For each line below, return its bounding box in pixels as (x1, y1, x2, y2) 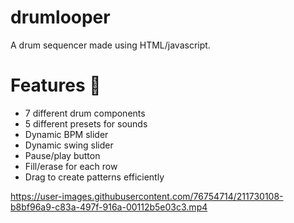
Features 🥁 (10, 74, 102, 97)
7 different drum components (24, 107, 146, 119)
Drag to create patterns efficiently (24, 171, 165, 183)
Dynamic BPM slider (24, 128, 109, 140)
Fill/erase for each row (24, 160, 118, 172)
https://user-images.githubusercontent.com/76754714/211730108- (10, 190, 284, 202)
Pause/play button (24, 149, 101, 161)
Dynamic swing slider (24, 139, 114, 151)
